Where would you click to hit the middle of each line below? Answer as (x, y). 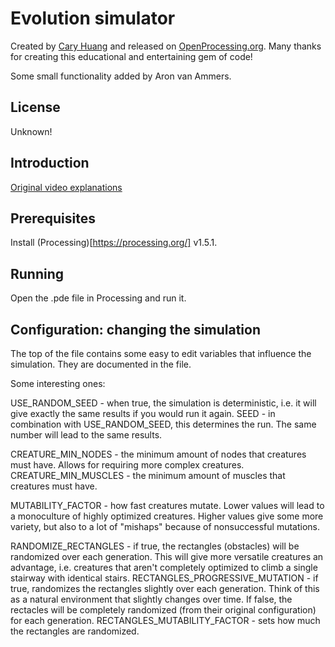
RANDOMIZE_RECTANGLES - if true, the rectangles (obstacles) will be (155, 546)
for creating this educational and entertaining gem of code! (131, 56)
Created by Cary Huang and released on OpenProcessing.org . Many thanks (166, 46)
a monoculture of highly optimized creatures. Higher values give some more (167, 516)
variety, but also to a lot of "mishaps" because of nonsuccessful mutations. (165, 526)
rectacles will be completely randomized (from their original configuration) (163, 610)
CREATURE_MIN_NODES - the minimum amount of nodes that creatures (158, 454)
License (35, 107)
